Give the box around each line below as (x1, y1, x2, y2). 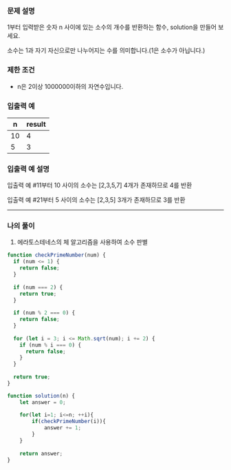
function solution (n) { (7, 392, 76, 399)
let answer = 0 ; (19, 398, 67, 406)
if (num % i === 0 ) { (19, 341, 81, 349)
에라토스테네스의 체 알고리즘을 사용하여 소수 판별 (16, 238, 148, 246)
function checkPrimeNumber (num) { (7, 252, 107, 259)
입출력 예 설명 (7, 164, 50, 174)
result (26, 119, 46, 129)
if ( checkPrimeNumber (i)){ (32, 418, 107, 425)
